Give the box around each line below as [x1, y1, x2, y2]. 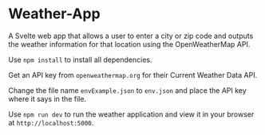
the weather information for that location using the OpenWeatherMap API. [8, 39, 251, 48]
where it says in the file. [8, 94, 86, 103]
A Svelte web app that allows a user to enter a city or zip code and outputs [8, 31, 254, 40]
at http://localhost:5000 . [8, 118, 94, 127]
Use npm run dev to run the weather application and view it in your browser [8, 109, 255, 119]
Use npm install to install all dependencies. [8, 55, 152, 64]
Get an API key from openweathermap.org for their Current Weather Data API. [8, 70, 258, 79]
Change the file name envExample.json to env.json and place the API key [8, 85, 247, 95]
